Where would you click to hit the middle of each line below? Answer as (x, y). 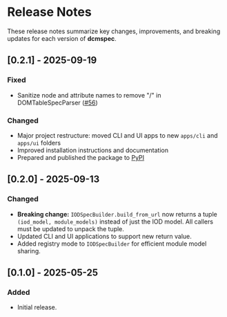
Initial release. (37, 307)
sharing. (29, 251)
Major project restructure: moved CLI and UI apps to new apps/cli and (117, 135)
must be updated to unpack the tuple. (70, 228)
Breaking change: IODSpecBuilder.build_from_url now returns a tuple (117, 214)
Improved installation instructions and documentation (93, 150)
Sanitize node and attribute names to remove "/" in (89, 95)
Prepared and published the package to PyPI (81, 157)
